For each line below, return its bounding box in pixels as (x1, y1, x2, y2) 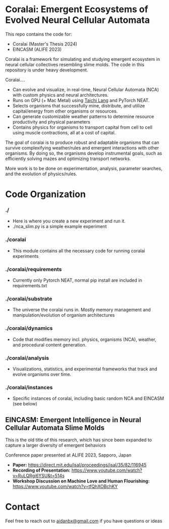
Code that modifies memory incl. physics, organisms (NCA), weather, (12, 336, 156, 343)
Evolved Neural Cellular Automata (5, 14, 150, 26)
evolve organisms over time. (12, 371, 72, 377)
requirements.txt (12, 283, 47, 289)
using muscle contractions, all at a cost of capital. (12, 129, 116, 135)
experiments (12, 253, 39, 259)
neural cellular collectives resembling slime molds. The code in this (5, 61, 145, 67)
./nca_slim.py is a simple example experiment (12, 223, 107, 230)
